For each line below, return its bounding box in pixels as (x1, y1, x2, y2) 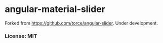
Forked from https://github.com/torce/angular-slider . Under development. (5, 20, 158, 26)
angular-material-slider (5, 3, 106, 15)
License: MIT (5, 32, 37, 39)
